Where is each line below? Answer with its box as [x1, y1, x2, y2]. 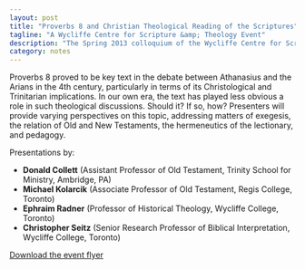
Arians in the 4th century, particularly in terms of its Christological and [9, 82, 272, 92]
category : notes [9, 47, 71, 56]
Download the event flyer [9, 250, 104, 261]
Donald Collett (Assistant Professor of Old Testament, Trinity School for [22, 165, 292, 176]
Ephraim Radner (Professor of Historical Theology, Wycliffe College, [22, 203, 280, 214]
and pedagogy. [9, 130, 66, 140]
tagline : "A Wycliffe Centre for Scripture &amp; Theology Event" [9, 30, 266, 39]
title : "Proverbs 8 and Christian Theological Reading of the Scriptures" [9, 22, 299, 31]
